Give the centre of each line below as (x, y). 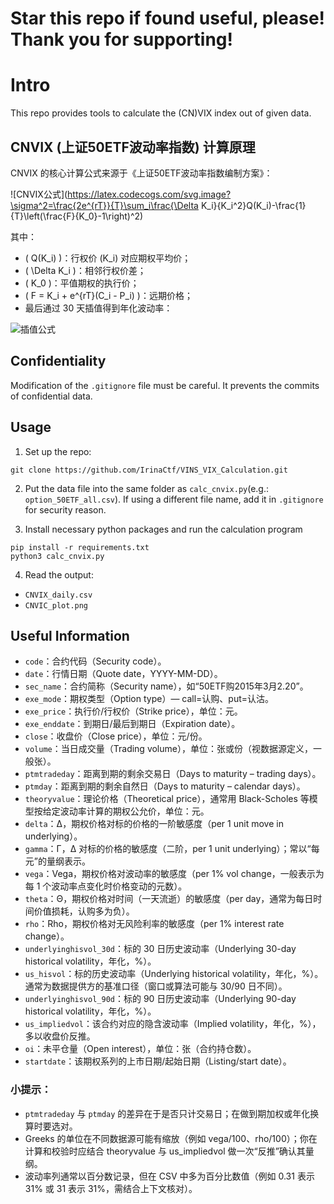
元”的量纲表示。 (57, 861)
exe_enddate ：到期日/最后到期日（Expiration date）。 (132, 724)
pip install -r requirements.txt (80, 547)
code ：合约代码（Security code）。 (95, 661)
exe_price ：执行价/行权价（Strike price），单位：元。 (133, 711)
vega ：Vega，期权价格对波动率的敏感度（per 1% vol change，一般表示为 (174, 874)
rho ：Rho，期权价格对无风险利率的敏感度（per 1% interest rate (154, 924)
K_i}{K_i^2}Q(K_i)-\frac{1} (253, 205)
